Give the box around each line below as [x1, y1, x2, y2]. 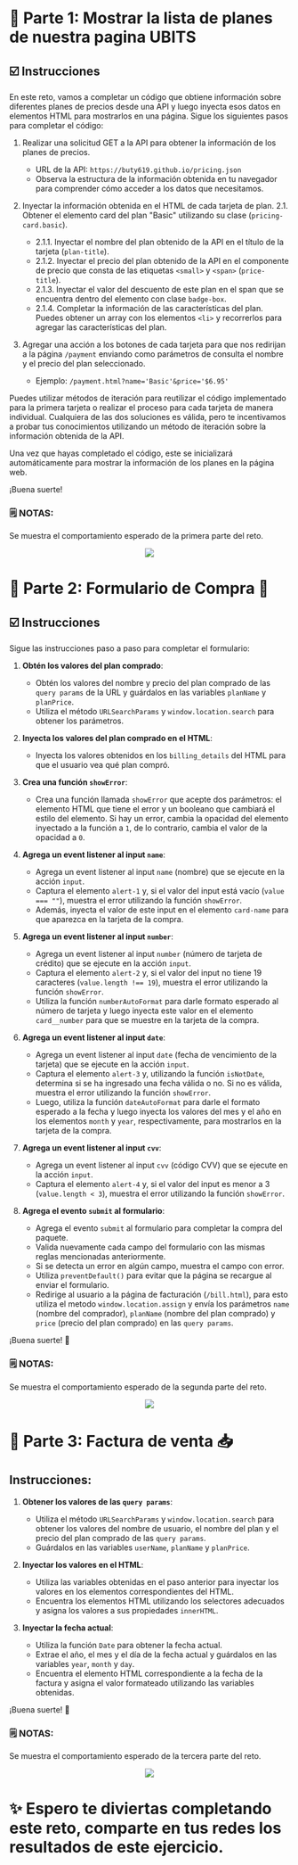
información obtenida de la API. [9, 431, 125, 441]
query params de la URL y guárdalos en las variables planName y [35, 687, 267, 698]
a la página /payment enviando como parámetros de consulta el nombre [21, 349, 284, 359]
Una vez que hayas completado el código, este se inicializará [9, 448, 233, 458]
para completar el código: [9, 120, 104, 130]
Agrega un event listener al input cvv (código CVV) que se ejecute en [35, 1159, 288, 1171]
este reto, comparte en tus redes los [9, 1819, 282, 1838]
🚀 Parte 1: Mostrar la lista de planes [9, 8, 273, 29]
